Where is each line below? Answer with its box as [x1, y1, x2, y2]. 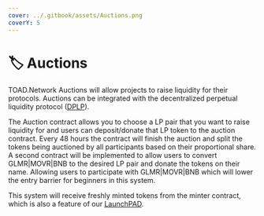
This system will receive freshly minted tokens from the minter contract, [8, 191, 242, 200]
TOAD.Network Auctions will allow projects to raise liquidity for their [8, 86, 229, 95]
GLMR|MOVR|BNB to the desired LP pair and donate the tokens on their [8, 159, 240, 169]
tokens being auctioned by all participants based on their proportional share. [8, 142, 256, 152]
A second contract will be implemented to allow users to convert [8, 151, 218, 160]
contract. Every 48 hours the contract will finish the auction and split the [8, 134, 243, 144]
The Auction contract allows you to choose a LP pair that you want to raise [8, 117, 251, 126]
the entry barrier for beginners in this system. [8, 176, 156, 185]
